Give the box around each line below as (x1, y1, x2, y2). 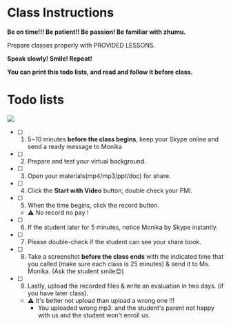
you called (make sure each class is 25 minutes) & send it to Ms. (27, 259, 210, 268)
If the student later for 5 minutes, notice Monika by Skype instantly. (27, 223, 219, 231)
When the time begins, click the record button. (27, 201, 160, 209)
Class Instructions (7, 5, 114, 21)
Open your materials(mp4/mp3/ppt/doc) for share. (27, 171, 171, 180)
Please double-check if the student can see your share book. (27, 237, 201, 246)
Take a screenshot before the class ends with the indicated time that (27, 252, 224, 260)
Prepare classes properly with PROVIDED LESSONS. (7, 41, 156, 49)
